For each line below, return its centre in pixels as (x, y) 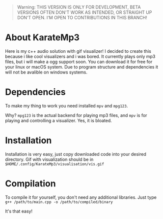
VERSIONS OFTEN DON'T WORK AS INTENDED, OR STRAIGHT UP (84, 12)
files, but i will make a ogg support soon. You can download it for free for (79, 62)
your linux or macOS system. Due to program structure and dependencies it (82, 67)
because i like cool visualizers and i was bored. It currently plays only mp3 (80, 56)
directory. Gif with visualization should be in (49, 159)
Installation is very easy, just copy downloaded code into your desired (76, 154)
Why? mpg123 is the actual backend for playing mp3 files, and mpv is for (76, 115)
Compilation (30, 183)
